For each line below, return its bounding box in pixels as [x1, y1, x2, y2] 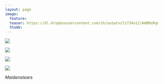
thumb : [9, 25, 23, 30]
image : [5, 12, 18, 16]
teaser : [9, 20, 25, 26]
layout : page [5, 7, 32, 12]
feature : [9, 16, 27, 21]
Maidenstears [5, 74, 33, 80]
